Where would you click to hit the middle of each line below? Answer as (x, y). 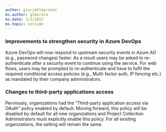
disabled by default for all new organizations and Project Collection (74, 113)
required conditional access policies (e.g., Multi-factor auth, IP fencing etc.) (83, 74)
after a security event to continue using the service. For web (94, 63)
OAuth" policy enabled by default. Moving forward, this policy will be (76, 108)
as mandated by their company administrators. (53, 79)
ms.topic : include (24, 24)
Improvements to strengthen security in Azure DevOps (73, 42)
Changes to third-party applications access (59, 92)
